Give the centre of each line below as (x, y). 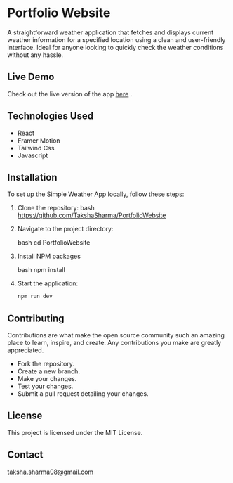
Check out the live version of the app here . (70, 94)
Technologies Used (50, 116)
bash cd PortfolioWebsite (54, 243)
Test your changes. (45, 386)
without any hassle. (35, 55)
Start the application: (48, 283)
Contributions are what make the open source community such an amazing (116, 335)
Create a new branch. (49, 371)
